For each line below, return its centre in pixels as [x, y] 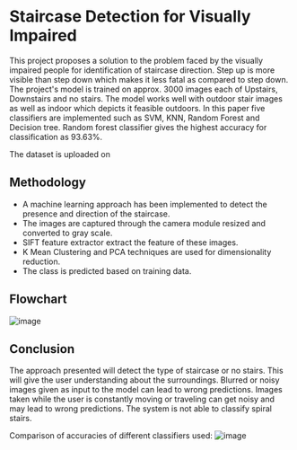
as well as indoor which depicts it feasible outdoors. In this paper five [137, 108]
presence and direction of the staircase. [96, 214]
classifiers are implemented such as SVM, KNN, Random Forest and [135, 118]
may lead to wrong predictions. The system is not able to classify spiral [140, 409]
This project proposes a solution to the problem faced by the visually [136, 60]
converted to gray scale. [67, 233]
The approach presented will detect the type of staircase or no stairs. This [147, 371]
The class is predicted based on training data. [107, 270]
